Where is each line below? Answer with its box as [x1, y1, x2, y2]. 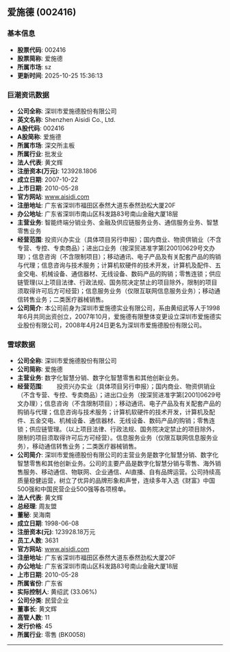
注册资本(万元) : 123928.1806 [16, 166, 97, 175]
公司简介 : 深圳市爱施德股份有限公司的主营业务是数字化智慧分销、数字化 [16, 451, 219, 459]
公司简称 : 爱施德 [16, 365, 63, 373]
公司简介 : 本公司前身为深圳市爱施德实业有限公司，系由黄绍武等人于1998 [16, 303, 220, 312]
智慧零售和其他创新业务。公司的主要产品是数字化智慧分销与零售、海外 [16, 460, 216, 468]
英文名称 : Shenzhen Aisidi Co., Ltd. [16, 115, 116, 123]
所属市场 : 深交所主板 [16, 141, 75, 149]
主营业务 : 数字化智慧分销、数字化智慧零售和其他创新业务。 [16, 374, 183, 382]
